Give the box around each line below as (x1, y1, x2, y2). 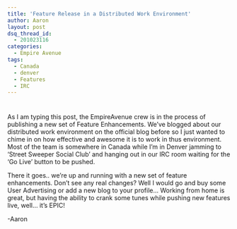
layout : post (7, 23, 46, 30)
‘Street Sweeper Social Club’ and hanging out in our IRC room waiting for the (7, 150, 231, 159)
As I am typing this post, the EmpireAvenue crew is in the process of (7, 113, 207, 121)
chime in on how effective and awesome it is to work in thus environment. (7, 135, 222, 144)
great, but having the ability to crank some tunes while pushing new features (7, 194, 231, 202)
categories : (7, 43, 42, 50)
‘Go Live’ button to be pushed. (7, 158, 96, 166)
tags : (7, 56, 23, 63)
